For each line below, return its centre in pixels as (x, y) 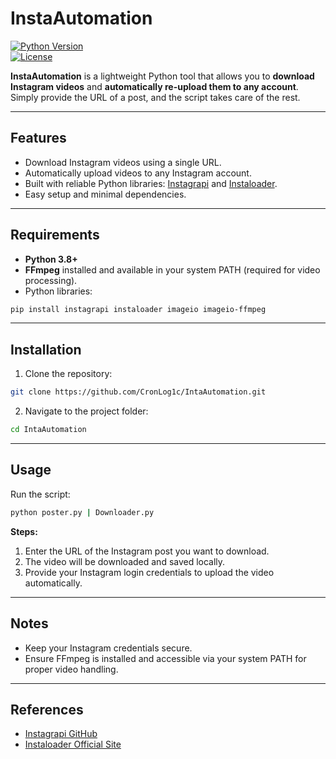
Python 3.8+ (51, 259)
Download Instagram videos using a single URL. (123, 162)
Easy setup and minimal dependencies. (105, 194)
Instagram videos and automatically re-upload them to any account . (154, 86)
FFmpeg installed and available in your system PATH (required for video (172, 269)
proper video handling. (71, 669)
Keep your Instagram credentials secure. (108, 648)
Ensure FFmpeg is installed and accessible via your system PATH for (165, 658)
